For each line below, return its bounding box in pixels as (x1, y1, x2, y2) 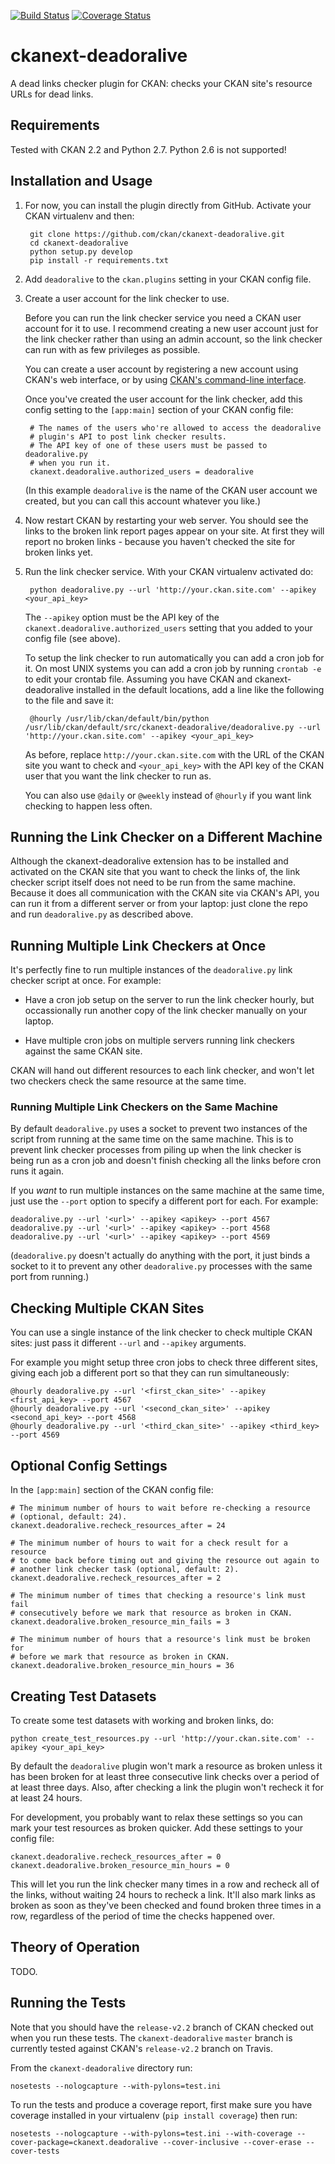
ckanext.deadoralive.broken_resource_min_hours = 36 (10, 1661, 235, 1671)
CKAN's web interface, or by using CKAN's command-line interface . (24, 373, 307, 385)
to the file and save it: (24, 694, 114, 706)
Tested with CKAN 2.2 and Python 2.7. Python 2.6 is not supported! (10, 143, 287, 155)
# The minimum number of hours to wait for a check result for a (10, 1538, 288, 1549)
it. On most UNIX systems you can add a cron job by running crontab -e (24, 662, 322, 674)
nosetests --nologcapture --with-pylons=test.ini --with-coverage (10, 2128, 293, 2139)
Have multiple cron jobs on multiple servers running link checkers (24, 1035, 295, 1047)
